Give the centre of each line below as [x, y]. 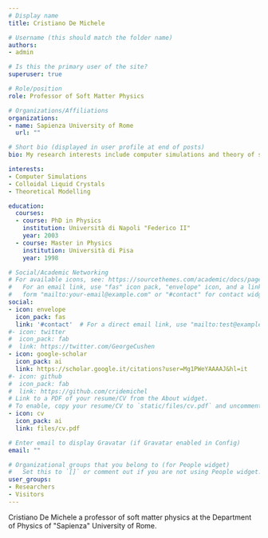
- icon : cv [26, 414]
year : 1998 [41, 258]
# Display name [33, 16]
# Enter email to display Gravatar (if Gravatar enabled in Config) [124, 443]
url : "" [28, 133]
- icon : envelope [37, 309]
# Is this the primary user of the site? [78, 67]
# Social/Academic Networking [59, 273]
